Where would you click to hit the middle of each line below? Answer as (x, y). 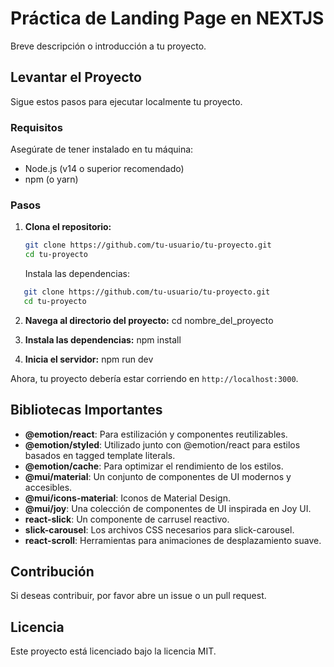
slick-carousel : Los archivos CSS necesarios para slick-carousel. (159, 529)
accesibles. (48, 487)
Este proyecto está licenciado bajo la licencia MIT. (113, 651)
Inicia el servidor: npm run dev (89, 359)
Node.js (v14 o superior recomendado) (104, 169)
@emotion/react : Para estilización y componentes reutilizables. (156, 434)
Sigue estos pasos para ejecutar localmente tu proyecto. (126, 101)
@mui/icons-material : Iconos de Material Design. (128, 498)
